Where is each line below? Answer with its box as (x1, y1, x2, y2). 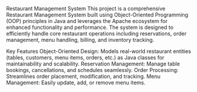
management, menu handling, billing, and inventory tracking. (6, 37, 154, 43)
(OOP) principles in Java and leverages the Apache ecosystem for (6, 18, 168, 24)
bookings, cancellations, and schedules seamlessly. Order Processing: (6, 67, 179, 73)
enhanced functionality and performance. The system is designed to (6, 24, 174, 31)
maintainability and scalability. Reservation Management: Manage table (6, 60, 180, 67)
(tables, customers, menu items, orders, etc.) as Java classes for (6, 54, 165, 61)
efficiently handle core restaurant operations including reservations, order (6, 30, 187, 37)
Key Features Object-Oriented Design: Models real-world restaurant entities (6, 48, 192, 55)
